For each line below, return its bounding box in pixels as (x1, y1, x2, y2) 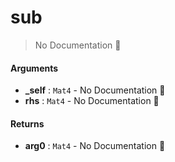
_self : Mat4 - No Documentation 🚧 (24, 84, 166, 96)
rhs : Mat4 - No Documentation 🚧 (24, 95, 160, 107)
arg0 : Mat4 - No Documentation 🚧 (24, 140, 166, 152)
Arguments (10, 62, 59, 74)
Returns (10, 117, 45, 130)
